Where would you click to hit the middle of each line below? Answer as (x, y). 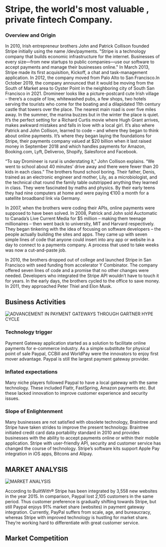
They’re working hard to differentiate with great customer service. (72, 523)
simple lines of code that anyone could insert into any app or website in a (80, 240)
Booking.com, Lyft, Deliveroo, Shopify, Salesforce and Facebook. (71, 152)
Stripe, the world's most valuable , (77, 9)
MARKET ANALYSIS (37, 469)
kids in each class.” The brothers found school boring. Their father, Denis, (81, 172)
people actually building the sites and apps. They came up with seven (76, 234)
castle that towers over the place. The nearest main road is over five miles (81, 109)
